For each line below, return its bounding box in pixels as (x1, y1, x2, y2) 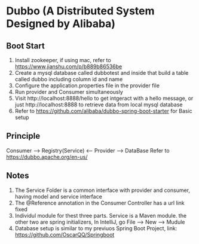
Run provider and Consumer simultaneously (14, 89, 124, 95)
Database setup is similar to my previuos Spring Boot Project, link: (14, 224, 177, 231)
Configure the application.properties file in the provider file (14, 82, 160, 89)
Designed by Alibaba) (6, 17, 115, 30)
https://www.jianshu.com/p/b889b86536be (14, 63, 123, 70)
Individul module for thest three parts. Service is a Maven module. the (14, 212, 187, 219)
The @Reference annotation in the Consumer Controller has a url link (14, 199, 185, 206)
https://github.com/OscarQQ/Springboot (14, 231, 115, 238)
